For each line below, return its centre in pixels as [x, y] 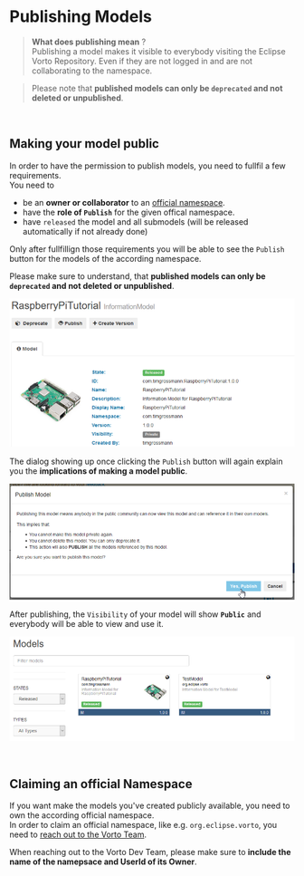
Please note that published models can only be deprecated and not [157, 88]
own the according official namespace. [82, 815]
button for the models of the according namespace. [105, 258]
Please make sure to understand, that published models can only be [138, 276]
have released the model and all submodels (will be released [135, 221]
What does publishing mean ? [89, 42]
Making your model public [85, 144]
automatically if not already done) [85, 231]
